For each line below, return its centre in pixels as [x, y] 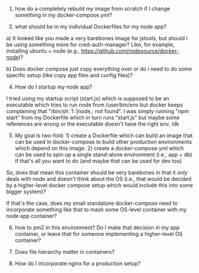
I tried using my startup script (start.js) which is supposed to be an [88, 98]
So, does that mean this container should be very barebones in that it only [97, 172]
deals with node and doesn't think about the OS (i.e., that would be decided [99, 179]
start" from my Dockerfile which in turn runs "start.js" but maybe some [93, 117]
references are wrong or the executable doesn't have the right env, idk [93, 124]
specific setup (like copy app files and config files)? [69, 75]
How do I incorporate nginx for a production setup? [78, 263]
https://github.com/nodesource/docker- [130, 51]
